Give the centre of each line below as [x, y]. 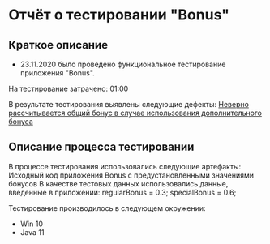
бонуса [21, 122]
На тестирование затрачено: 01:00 [69, 88]
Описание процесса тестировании [101, 147]
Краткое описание [58, 45]
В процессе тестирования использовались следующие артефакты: [125, 166]
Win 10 [31, 224]
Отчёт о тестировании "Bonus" [119, 15]
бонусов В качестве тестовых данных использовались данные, [118, 183]
